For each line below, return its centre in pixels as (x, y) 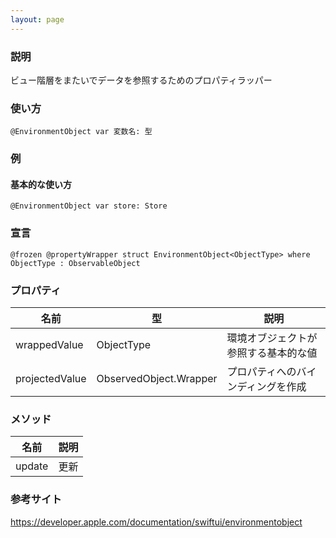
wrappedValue (49, 344)
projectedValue (51, 378)
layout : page (37, 19)
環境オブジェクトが (272, 338)
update (32, 466)
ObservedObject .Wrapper (157, 378)
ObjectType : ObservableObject (75, 263)
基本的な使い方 (41, 184)
